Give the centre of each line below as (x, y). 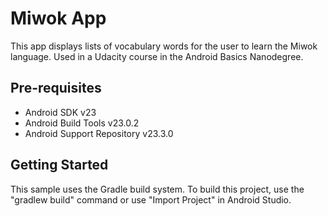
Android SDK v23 (60, 112)
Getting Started (59, 165)
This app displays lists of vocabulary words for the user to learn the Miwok (164, 46)
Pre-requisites (56, 88)
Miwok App (58, 18)
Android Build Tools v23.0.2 (82, 123)
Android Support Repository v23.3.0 (99, 133)
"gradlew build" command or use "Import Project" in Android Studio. (151, 199)
